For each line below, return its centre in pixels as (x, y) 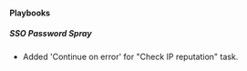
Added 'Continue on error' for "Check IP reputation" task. (130, 56)
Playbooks (30, 13)
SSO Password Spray (51, 34)
